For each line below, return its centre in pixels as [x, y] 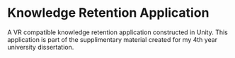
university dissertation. [41, 47]
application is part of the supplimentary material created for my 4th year [113, 39]
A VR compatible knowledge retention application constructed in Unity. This [117, 32]
